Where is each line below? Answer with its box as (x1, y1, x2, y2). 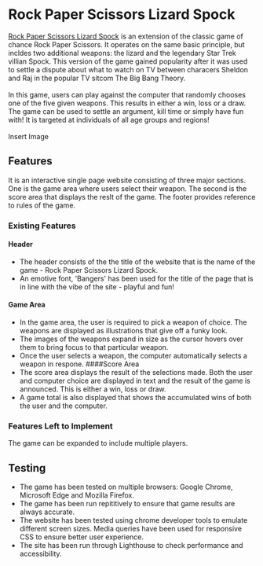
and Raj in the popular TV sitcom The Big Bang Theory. (8, 73, 186, 83)
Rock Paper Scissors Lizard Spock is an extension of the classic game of (8, 31, 243, 41)
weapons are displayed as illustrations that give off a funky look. (19, 326, 228, 336)
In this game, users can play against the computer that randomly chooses (8, 90, 246, 99)
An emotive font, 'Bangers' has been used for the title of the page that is (19, 274, 254, 283)
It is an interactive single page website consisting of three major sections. (8, 175, 246, 185)
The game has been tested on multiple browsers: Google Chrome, (19, 482, 233, 492)
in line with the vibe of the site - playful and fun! (19, 281, 175, 292)
